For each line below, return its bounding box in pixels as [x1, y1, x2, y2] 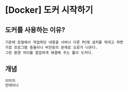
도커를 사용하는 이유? [5, 26, 65, 34]
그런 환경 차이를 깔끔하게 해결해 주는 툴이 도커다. [5, 50, 93, 55]
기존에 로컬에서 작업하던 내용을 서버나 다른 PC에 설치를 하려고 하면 [5, 40, 124, 45]
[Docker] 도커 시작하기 [5, 4, 93, 16]
